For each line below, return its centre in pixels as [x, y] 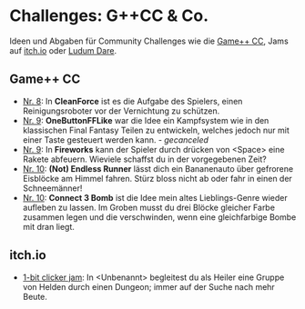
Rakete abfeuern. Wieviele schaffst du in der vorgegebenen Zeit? [144, 159]
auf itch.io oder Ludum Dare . [63, 50]
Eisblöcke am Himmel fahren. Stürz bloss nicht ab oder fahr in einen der [158, 178]
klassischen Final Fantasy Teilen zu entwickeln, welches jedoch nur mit [156, 130]
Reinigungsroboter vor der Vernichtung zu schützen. [121, 111]
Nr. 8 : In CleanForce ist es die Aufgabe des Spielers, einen [132, 101]
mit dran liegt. [49, 226]
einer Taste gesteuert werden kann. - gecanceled [116, 140]
